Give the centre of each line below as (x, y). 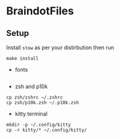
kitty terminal (31, 114)
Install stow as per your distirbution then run (60, 47)
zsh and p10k (31, 86)
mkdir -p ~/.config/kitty (38, 125)
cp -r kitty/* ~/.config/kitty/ (46, 130)
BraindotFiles (40, 11)
